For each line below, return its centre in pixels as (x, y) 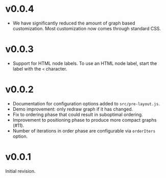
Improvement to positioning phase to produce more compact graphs (85, 120)
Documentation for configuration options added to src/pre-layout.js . (86, 103)
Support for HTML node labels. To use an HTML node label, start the (85, 63)
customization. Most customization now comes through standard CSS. (87, 28)
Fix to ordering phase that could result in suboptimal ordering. (78, 114)
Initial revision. (20, 171)
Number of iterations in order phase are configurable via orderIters (84, 130)
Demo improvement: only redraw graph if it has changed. (73, 109)
